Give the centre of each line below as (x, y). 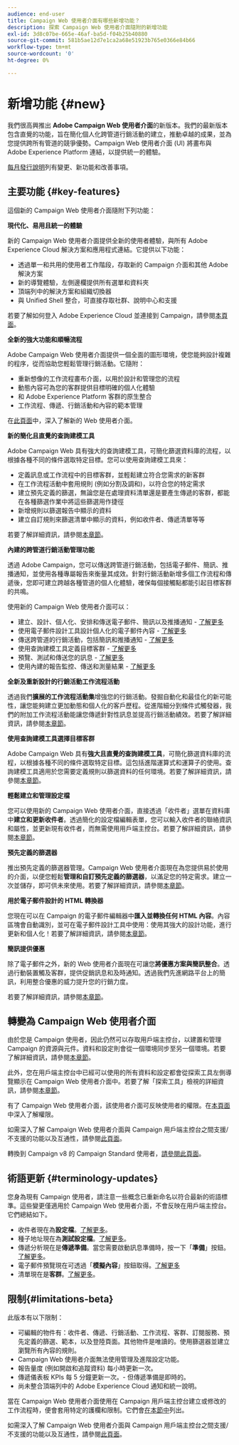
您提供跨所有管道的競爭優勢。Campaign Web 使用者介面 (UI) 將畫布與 (110, 143)
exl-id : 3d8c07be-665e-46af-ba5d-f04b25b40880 (78, 34)
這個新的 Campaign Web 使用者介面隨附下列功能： (81, 210)
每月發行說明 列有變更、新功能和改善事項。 (70, 167)
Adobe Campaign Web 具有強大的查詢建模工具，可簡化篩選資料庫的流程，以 (119, 450)
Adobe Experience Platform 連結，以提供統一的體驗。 (86, 152)
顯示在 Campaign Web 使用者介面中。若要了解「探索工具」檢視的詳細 (116, 1082)
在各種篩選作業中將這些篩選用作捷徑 (71, 501)
